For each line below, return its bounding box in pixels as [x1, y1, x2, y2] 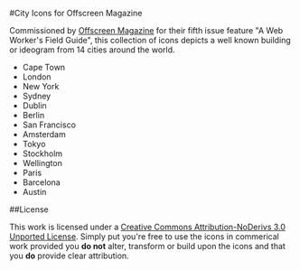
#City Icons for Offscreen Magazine [9, 8, 143, 18]
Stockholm [22, 148, 63, 159]
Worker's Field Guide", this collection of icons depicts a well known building [9, 35, 291, 45]
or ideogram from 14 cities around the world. [9, 44, 175, 55]
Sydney [22, 90, 52, 101]
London [22, 71, 52, 82]
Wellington [22, 158, 63, 168]
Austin [22, 187, 47, 197]
